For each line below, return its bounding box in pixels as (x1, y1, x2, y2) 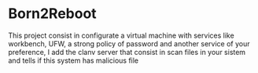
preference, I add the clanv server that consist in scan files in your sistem (8, 47, 246, 57)
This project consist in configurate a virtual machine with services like (8, 31, 234, 40)
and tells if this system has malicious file (8, 56, 139, 65)
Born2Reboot (8, 5, 97, 23)
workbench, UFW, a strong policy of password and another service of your (8, 38, 250, 48)
